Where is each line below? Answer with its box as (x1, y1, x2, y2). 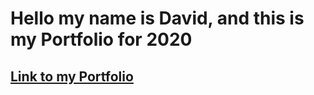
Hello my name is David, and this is (10, 7, 305, 30)
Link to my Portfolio (10, 68, 134, 85)
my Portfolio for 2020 (10, 28, 193, 51)
